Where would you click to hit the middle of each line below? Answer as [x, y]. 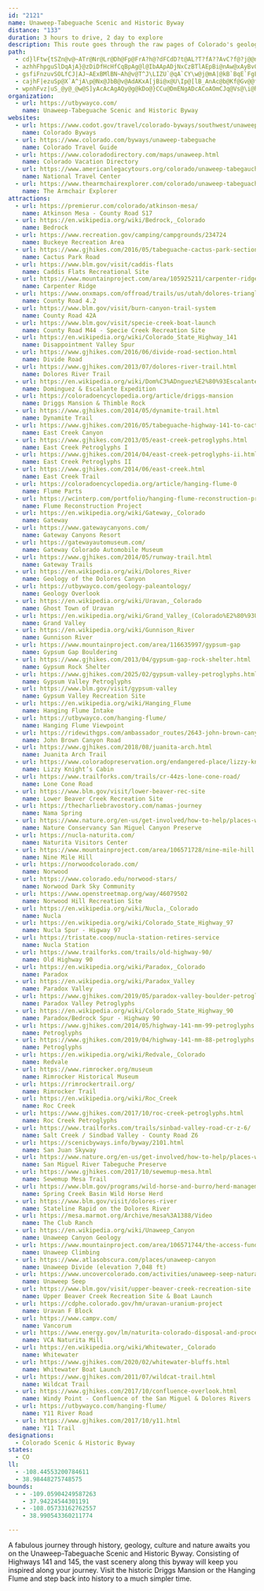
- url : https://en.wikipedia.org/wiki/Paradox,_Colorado [110, 967]
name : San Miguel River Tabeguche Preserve [95, 1165]
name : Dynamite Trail [57, 418]
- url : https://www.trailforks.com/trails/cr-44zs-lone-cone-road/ [128, 776]
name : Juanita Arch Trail [65, 755]
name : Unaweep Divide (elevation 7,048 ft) [95, 1267]
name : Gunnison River [57, 638]
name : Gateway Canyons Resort [72, 535]
